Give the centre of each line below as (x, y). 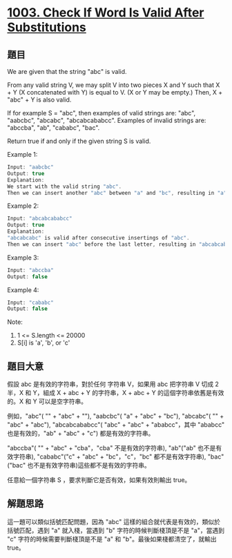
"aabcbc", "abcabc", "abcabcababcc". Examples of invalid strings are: (107, 120)
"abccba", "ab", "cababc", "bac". (54, 128)
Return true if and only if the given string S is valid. (79, 141)
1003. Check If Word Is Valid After (106, 13)
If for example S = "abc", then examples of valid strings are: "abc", (101, 113)
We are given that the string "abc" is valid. (67, 71)
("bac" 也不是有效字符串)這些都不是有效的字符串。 (79, 465)
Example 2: (23, 206)
